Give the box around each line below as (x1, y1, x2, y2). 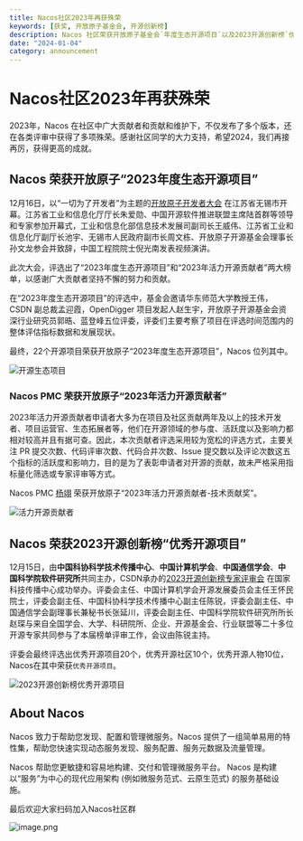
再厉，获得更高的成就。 (9, 143, 96, 154)
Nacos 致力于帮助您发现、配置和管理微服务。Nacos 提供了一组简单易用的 (9, 731, 283, 742)
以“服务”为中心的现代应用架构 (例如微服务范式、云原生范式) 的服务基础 (9, 772, 272, 783)
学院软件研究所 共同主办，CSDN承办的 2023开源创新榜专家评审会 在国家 (24, 572, 291, 583)
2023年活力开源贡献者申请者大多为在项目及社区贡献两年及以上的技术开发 (9, 412, 282, 423)
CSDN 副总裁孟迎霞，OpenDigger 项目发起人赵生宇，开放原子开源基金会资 (9, 304, 287, 315)
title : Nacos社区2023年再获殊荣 (9, 13, 122, 23)
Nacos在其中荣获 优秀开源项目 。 (9, 659, 122, 670)
